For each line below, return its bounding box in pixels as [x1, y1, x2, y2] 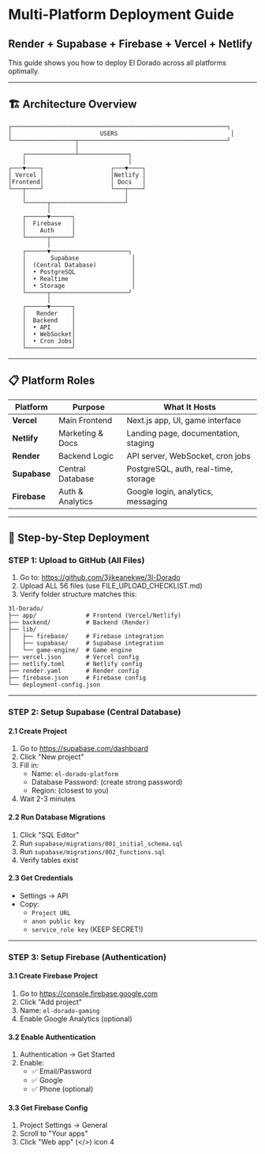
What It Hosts [162, 401, 217, 412]
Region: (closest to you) [31, 785, 109, 796]
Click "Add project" [19, 997, 83, 1006]
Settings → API [19, 891, 69, 900]
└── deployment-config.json [8, 681, 101, 689]
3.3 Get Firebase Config [8, 1103, 88, 1112]
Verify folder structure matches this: [19, 589, 137, 599]
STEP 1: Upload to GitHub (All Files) [8, 554, 145, 566]
